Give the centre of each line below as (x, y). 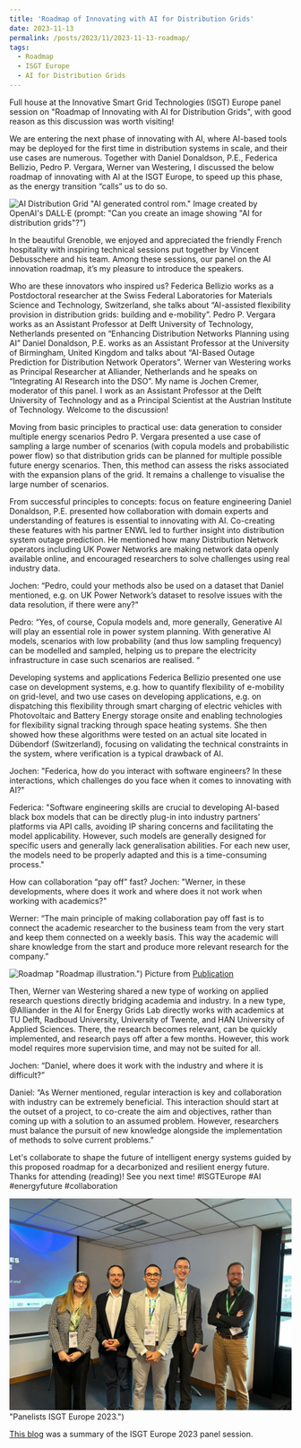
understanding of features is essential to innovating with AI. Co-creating (142, 521)
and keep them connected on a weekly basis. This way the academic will (144, 937)
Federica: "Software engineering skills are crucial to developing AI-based (144, 807)
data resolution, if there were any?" (74, 604)
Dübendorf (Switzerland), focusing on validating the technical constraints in (149, 744)
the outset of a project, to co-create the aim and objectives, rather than (140, 1111)
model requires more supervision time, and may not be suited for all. (135, 1047)
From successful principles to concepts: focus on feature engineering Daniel (150, 501)
